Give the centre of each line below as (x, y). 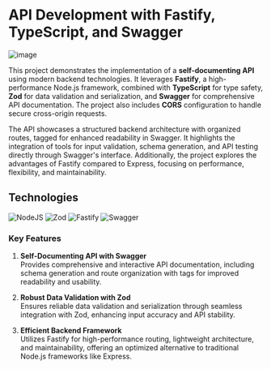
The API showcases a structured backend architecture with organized (125, 129)
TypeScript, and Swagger (96, 32)
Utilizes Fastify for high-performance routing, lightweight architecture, (137, 339)
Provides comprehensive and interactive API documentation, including (137, 264)
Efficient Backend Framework (71, 331)
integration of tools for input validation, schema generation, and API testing (133, 146)
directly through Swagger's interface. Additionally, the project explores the (133, 155)
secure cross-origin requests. (58, 113)
